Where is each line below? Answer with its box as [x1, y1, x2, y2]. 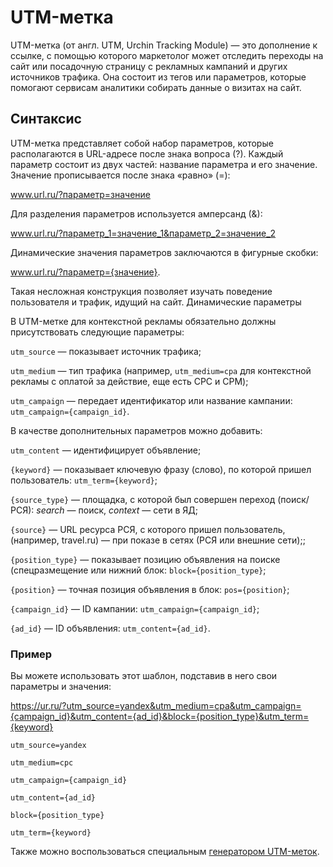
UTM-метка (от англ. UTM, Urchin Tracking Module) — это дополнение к [10, 39, 318, 51]
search [36, 504, 65, 516]
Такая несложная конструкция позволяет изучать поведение [10, 285, 273, 297]
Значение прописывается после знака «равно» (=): [10, 169, 231, 181]
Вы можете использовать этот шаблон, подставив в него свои [10, 670, 278, 682]
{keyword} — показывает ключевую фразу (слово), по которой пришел [10, 463, 312, 475]
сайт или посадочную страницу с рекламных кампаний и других [10, 60, 288, 72]
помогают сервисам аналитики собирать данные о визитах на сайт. [10, 81, 302, 93]
